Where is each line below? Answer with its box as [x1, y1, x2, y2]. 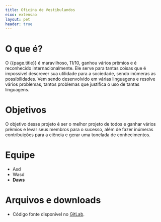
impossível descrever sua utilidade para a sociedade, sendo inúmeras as [5, 71, 156, 77]
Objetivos [5, 104, 47, 116]
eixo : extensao [5, 12, 37, 17]
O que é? [5, 43, 43, 54]
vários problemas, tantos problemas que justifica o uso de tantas [5, 81, 140, 87]
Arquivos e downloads [5, 195, 101, 206]
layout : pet [5, 17, 30, 22]
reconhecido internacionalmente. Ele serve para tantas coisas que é [5, 65, 146, 71]
